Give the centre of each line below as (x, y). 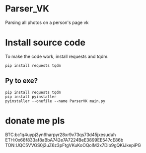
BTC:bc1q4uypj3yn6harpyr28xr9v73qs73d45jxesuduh (61, 135)
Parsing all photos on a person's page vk (47, 22)
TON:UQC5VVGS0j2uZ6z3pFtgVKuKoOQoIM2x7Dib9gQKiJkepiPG (73, 145)
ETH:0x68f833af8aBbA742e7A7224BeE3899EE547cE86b (64, 140)
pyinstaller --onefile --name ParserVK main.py (55, 101)
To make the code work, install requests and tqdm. (57, 56)
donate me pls (35, 121)
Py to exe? (22, 81)
